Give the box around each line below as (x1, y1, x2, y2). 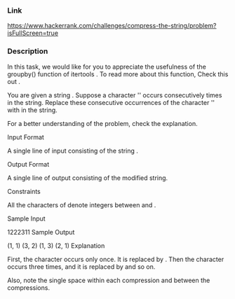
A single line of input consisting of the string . (7, 146, 139, 155)
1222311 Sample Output (7, 228, 75, 236)
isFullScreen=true (7, 29, 58, 37)
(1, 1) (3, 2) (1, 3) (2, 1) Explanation (7, 241, 105, 250)
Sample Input (7, 214, 46, 223)
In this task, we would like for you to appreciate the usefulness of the (7, 62, 207, 71)
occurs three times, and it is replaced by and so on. (7, 262, 156, 271)
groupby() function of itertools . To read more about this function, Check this (7, 69, 229, 78)
